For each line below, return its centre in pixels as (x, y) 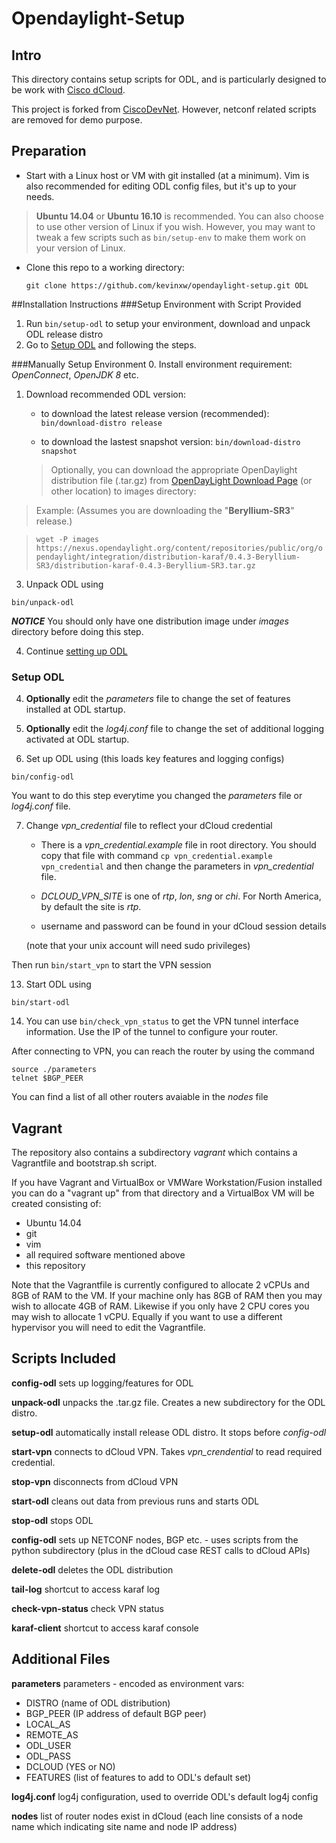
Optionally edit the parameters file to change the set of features (158, 699)
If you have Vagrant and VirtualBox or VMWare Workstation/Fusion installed (167, 1182)
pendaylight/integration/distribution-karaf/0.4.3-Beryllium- (168, 557)
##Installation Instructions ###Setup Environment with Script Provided (156, 304)
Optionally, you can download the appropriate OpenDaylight (174, 469)
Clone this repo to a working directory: (105, 267)
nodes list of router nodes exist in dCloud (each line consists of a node (157, 1816)
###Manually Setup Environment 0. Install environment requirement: (152, 364)
